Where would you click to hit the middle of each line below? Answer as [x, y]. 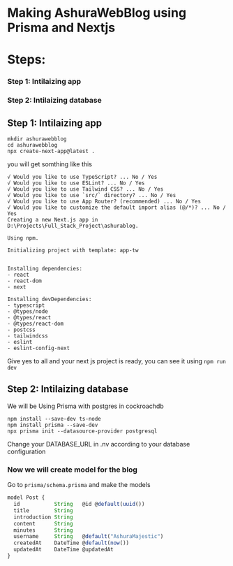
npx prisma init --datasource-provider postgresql [82, 431]
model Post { [26, 498]
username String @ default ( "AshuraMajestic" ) [89, 537]
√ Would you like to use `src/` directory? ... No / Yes [92, 196]
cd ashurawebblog [32, 145]
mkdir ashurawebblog [37, 139]
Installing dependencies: [45, 269]
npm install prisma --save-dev [53, 425]
